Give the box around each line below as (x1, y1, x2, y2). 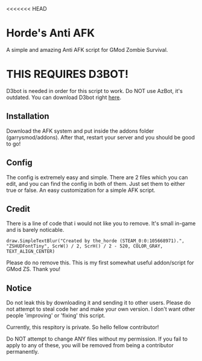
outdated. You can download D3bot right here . (6, 94, 122, 101)
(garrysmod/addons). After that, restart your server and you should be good (6, 133, 195, 141)
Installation (6, 111, 49, 121)
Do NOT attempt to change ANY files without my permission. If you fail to (6, 335, 188, 343)
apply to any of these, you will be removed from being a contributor (6, 342, 174, 349)
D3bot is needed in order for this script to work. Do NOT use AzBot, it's (6, 87, 183, 94)
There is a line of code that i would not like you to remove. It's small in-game (6, 220, 196, 227)
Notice (6, 283, 32, 293)
